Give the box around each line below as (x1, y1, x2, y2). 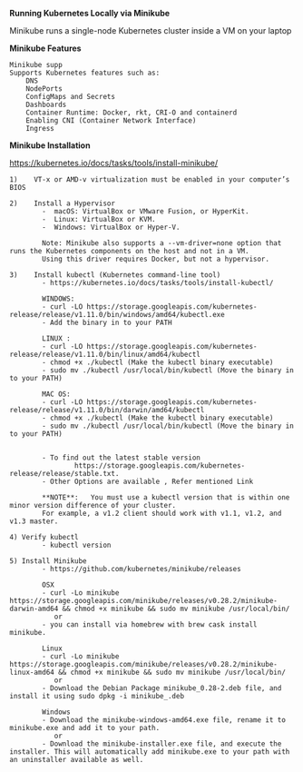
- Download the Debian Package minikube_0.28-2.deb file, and (42, 684, 282, 693)
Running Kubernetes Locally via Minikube (9, 8, 171, 18)
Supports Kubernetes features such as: (9, 68, 161, 77)
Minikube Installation (9, 140, 91, 151)
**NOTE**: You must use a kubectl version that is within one (42, 493, 290, 502)
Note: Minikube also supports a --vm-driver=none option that (42, 239, 282, 248)
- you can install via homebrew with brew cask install (42, 620, 258, 629)
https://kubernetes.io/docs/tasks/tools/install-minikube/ (9, 158, 219, 168)
